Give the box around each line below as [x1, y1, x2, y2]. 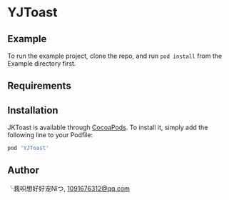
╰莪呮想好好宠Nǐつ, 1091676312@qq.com [7, 184, 131, 193]
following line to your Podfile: [7, 131, 93, 139]
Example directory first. [7, 59, 76, 68]
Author [7, 164, 39, 176]
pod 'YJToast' [7, 144, 50, 152]
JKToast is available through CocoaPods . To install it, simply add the [7, 123, 208, 132]
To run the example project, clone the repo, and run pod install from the [7, 51, 223, 60]
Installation [7, 104, 58, 116]
